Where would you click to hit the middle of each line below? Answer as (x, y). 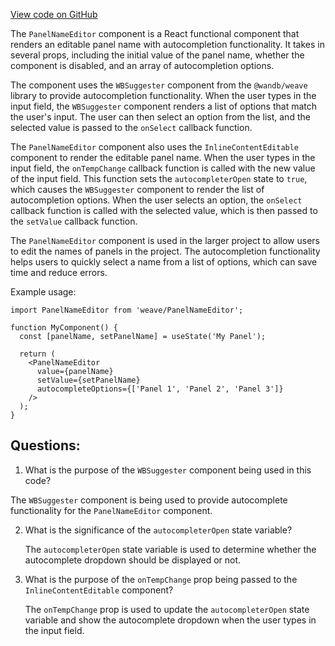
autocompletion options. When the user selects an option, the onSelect (156, 200)
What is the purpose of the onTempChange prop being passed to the (161, 579)
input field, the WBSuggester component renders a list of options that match (164, 106)
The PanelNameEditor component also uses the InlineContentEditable (155, 147)
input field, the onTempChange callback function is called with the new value (163, 168)
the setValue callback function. (74, 221)
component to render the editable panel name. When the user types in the (163, 157)
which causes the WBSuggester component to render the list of (137, 189)
